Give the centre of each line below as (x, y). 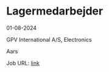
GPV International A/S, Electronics (49, 39)
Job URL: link (23, 63)
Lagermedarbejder (55, 11)
